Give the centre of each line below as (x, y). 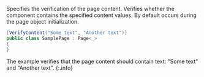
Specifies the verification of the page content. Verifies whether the (90, 9)
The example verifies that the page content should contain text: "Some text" (102, 61)
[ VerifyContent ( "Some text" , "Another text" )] (67, 33)
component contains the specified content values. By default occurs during (102, 15)
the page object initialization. (43, 22)
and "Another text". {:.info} (40, 68)
